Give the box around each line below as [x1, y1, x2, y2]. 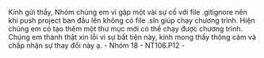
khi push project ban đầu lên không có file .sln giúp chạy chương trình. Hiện [8, 16, 255, 25]
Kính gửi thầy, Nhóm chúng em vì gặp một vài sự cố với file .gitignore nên [8, 8, 248, 16]
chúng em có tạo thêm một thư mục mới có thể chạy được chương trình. [8, 24, 243, 33]
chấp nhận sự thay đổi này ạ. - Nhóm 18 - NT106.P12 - [8, 41, 185, 50]
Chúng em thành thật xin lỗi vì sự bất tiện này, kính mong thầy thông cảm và [8, 32, 256, 42]
